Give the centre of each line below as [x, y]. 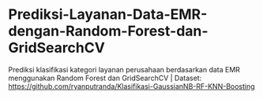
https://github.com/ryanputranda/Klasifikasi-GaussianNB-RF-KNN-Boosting [131, 86]
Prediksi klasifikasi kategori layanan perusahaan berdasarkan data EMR [124, 69]
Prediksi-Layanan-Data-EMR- [108, 15]
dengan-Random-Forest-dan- [108, 31]
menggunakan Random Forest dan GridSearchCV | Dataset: [105, 78]
